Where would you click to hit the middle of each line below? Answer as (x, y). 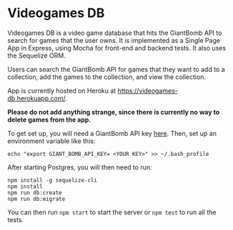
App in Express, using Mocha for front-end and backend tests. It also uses (117, 48)
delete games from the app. (49, 120)
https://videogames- (148, 90)
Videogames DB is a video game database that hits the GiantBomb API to (115, 33)
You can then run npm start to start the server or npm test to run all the (112, 212)
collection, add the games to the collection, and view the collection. (106, 77)
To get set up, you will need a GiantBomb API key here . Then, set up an (112, 133)
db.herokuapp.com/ (36, 98)
